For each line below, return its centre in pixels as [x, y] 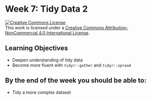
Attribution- [117, 27]
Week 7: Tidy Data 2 [46, 9]
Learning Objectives [37, 48]
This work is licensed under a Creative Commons [54, 27]
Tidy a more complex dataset [42, 92]
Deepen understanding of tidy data [47, 60]
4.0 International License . [64, 33]
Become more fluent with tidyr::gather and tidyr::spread [71, 65]
